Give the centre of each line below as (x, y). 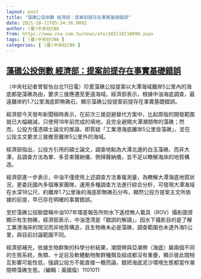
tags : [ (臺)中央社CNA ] (35, 40)
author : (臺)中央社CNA (33, 28)
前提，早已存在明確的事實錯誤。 (56, 199)
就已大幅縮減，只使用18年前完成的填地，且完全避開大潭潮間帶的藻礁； (93, 122)
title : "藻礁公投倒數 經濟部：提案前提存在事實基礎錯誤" (69, 17)
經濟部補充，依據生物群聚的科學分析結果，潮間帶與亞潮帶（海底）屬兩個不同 (100, 247)
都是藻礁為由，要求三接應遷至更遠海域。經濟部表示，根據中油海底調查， (100, 94)
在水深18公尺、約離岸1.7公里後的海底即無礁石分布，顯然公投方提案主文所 (96, 192)
